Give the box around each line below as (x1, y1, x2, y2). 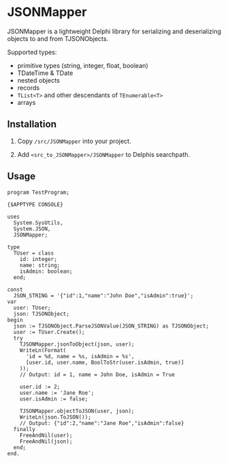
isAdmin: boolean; (19, 268, 73, 275)
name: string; (19, 262, 60, 269)
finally (13, 426, 36, 432)
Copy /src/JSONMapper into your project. (17, 137, 132, 145)
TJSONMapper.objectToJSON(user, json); (19, 407, 135, 414)
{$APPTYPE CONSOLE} (7, 201, 64, 208)
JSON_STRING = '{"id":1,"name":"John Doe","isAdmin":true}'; (13, 292, 194, 299)
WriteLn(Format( (19, 346, 67, 354)
